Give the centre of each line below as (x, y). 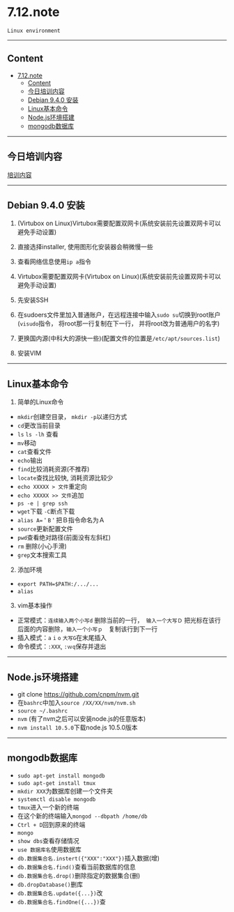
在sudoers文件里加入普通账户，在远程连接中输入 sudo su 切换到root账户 (119, 315)
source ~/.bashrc (42, 711)
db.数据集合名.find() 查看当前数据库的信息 (76, 867)
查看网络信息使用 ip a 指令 (54, 261)
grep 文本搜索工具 (42, 555)
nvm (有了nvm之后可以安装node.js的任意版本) (81, 719)
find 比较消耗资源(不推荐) (53, 469)
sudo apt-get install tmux (56, 783)
